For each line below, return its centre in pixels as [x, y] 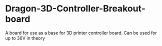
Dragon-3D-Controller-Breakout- [75, 9]
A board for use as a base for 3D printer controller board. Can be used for [81, 33]
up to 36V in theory [25, 38]
